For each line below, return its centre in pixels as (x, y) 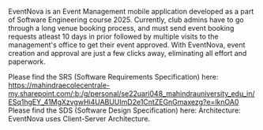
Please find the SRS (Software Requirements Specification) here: (113, 77)
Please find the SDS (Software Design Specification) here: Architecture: (124, 110)
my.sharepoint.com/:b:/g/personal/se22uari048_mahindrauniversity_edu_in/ (131, 93)
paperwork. (27, 61)
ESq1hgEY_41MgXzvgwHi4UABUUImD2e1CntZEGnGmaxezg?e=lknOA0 (124, 102)
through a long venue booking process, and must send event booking (121, 28)
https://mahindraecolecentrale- (59, 85)
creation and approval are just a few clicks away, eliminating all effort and (128, 53)
